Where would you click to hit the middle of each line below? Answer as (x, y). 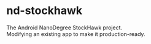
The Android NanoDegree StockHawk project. (64, 28)
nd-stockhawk (45, 11)
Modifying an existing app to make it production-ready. (76, 34)
